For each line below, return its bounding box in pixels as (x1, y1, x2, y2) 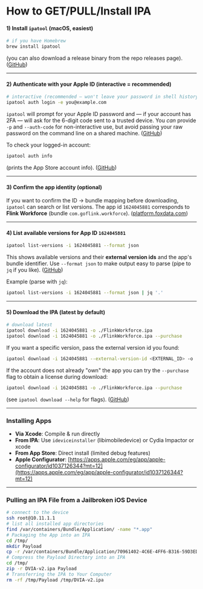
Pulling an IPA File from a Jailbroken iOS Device (6, 495, 147, 504)
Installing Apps (6, 416, 52, 425)
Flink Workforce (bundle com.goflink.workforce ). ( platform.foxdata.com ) (6, 210, 188, 217)
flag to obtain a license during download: (6, 373, 108, 380)
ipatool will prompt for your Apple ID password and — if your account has (6, 111, 192, 118)
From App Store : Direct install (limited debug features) (14, 449, 151, 457)
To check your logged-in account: (6, 141, 91, 149)
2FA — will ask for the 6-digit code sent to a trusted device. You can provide (6, 117, 196, 124)
